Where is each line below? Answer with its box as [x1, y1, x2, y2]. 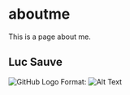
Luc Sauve [8, 55, 63, 69]
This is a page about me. [8, 32, 91, 41]
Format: [60, 76, 87, 86]
